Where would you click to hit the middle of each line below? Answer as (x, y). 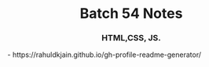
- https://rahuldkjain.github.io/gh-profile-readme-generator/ (104, 55)
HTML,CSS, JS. (131, 38)
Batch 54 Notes (131, 14)
